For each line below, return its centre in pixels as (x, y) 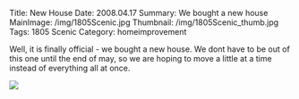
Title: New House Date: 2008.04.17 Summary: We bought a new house (139, 13)
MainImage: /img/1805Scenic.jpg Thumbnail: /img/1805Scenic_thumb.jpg (144, 22)
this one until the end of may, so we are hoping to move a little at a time (141, 58)
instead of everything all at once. (70, 68)
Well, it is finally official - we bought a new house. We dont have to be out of (150, 49)
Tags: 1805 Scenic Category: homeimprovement (98, 32)
